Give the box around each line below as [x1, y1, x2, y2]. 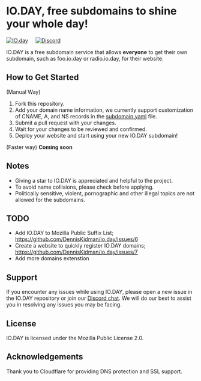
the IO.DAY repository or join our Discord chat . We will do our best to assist [6, 294, 191, 302]
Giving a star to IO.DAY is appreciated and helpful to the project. [14, 177, 173, 184]
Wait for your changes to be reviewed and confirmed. [14, 125, 147, 133]
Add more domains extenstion [14, 255, 90, 262]
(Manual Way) [6, 88, 41, 96]
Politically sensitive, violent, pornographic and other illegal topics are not [14, 189, 195, 197]
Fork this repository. [14, 100, 65, 107]
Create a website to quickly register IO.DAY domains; [14, 242, 146, 249]
